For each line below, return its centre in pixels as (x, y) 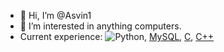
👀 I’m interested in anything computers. (100, 26)
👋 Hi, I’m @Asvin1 (55, 15)
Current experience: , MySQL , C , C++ (117, 36)
